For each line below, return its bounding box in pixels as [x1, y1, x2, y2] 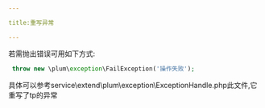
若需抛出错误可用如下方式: [8, 49, 96, 58]
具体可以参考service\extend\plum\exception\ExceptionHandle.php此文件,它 [8, 80, 258, 90]
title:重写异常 [8, 18, 55, 26]
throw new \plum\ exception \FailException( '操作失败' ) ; [11, 65, 195, 73]
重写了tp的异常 [8, 90, 58, 100]
